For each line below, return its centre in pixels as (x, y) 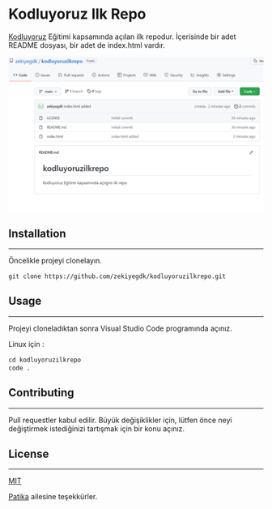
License (29, 453)
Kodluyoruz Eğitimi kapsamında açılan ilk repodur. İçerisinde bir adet (122, 36)
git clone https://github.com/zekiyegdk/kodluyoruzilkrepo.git (117, 276)
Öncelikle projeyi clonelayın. (55, 260)
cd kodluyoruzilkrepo (45, 360)
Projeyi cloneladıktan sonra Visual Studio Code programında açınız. (120, 328)
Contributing (41, 393)
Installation (37, 233)
